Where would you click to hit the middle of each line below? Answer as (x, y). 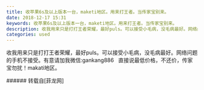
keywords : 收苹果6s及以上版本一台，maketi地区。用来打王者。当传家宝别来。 (92, 23)
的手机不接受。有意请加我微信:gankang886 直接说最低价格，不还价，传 (97, 60)
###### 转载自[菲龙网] (35, 81)
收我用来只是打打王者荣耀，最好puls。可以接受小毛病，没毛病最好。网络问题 (102, 53)
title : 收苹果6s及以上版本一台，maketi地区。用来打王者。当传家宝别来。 (88, 12)
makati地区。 (44, 68)
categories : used (28, 35)
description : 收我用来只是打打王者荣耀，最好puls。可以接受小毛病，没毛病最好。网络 (102, 29)
